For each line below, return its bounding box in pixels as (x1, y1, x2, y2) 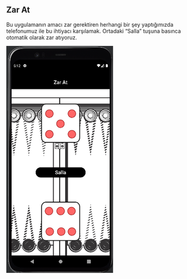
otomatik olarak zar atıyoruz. (6, 33, 77, 41)
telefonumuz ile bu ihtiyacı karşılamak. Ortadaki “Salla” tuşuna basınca (6, 27, 181, 34)
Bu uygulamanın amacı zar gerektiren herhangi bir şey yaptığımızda (6, 21, 174, 28)
